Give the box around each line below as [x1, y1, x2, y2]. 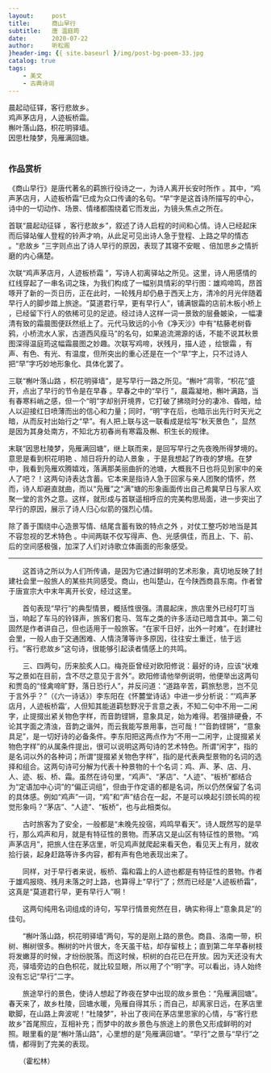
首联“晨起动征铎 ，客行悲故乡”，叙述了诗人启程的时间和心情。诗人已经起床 [8, 220, 257, 230]
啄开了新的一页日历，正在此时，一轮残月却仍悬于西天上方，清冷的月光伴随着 [8, 288, 263, 298]
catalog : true [8, 57, 56, 65]
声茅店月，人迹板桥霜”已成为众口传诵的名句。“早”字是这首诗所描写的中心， [8, 193, 258, 202]
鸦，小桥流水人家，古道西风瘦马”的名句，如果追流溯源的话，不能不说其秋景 [8, 328, 260, 338]
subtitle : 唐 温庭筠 [8, 27, 80, 35]
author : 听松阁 [8, 42, 70, 50]
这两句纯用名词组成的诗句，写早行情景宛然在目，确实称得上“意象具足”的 [22, 904, 262, 913]
